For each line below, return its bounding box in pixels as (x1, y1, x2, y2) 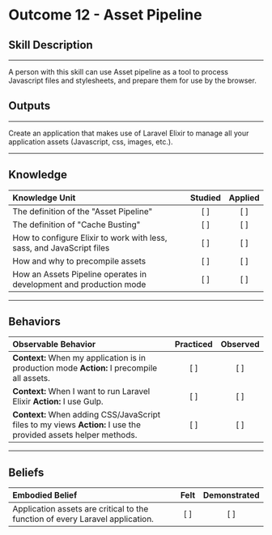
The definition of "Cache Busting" (12, 219, 141, 230)
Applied (228, 192, 260, 203)
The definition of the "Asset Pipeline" (12, 205, 153, 216)
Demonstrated (202, 490, 260, 501)
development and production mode (12, 278, 147, 289)
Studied (189, 192, 221, 203)
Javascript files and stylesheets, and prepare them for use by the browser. (8, 75, 257, 85)
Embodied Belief (12, 490, 78, 501)
